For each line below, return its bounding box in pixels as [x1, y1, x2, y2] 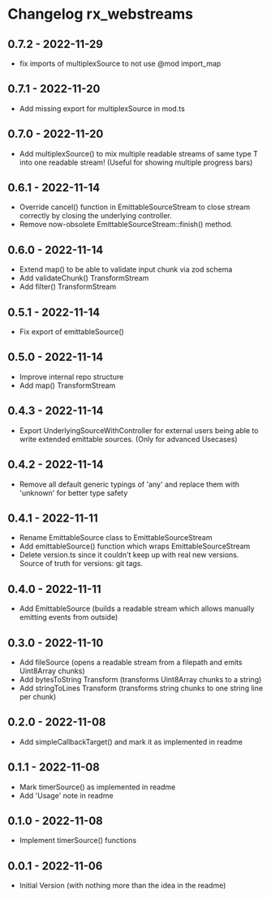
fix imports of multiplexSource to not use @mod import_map [19, 58, 222, 68]
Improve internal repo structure [19, 372, 124, 381]
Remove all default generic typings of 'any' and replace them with [19, 479, 240, 489]
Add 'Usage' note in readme [19, 790, 114, 800]
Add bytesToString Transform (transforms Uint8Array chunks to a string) [19, 674, 262, 684]
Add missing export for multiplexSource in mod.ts [19, 103, 186, 114]
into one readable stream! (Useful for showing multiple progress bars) [19, 157, 253, 167]
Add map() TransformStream [19, 380, 116, 390]
